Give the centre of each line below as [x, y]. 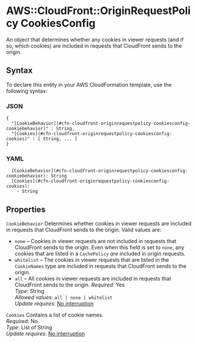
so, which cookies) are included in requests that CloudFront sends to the [94, 46]
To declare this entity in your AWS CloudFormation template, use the [89, 85]
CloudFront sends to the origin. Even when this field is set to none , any [99, 247]
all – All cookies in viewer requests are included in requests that [93, 279]
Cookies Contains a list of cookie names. [55, 315]
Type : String [29, 291]
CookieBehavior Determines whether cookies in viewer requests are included [99, 224]
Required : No [22, 321]
